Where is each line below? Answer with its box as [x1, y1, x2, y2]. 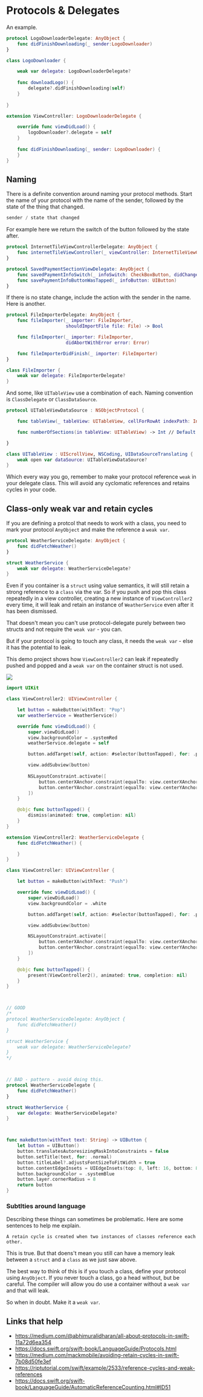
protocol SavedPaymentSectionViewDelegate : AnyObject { [6, 266, 150, 272]
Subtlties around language [6, 1202, 86, 1210]
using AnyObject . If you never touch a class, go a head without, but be [6, 1274, 180, 1282]
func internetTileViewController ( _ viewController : [17, 250, 150, 256]
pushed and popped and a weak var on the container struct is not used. [6, 662, 184, 669]
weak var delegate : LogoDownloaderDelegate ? [17, 68, 131, 74]
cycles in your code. [6, 486, 57, 493]
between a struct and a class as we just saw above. [6, 1256, 137, 1263]
